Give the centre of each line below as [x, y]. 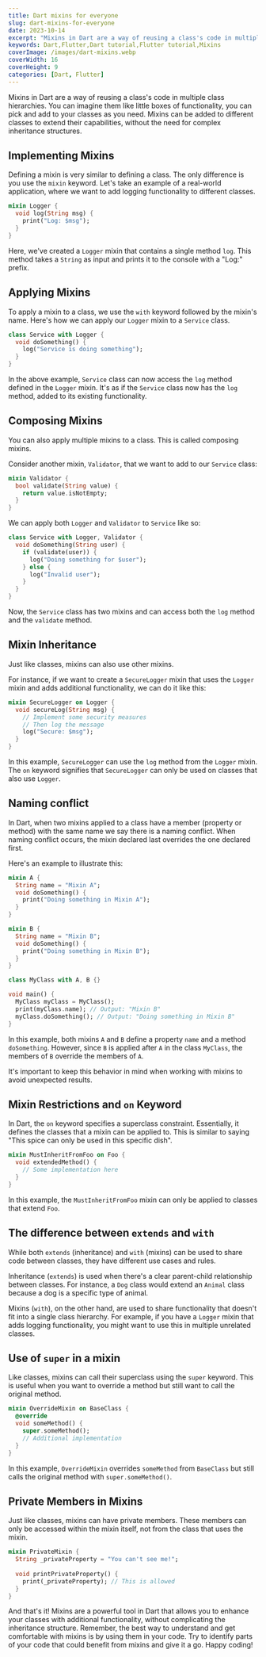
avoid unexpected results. [50, 1080]
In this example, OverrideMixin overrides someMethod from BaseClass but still [131, 1468]
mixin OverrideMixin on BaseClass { [68, 1409]
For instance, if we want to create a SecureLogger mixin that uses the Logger [131, 679]
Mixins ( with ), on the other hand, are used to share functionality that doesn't [133, 1308]
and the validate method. [50, 620]
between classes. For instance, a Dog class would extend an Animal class [127, 1284]
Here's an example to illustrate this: [66, 863]
